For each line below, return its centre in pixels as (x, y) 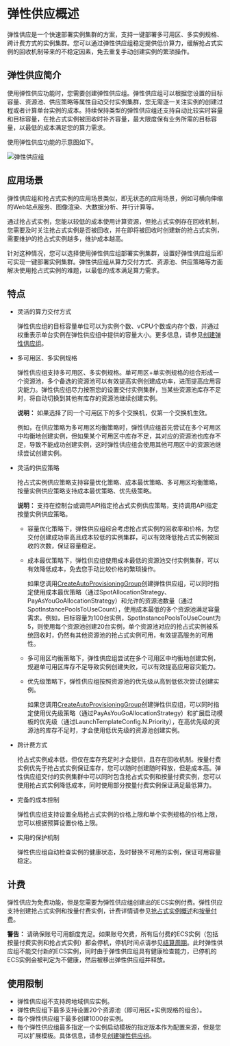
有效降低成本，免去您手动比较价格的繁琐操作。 (93, 569)
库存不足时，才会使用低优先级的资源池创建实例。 (114, 730)
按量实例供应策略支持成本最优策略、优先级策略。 (86, 491)
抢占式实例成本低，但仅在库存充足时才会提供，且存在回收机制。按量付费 (119, 760)
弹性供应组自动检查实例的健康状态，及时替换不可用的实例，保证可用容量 (119, 852)
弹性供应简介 (34, 75)
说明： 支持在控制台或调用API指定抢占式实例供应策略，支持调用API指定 (117, 506)
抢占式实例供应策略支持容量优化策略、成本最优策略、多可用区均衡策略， (119, 483)
